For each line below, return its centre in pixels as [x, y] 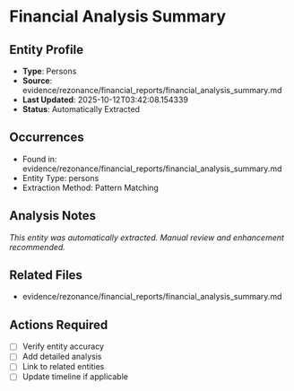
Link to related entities [63, 367]
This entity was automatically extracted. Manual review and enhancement [147, 237]
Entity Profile [46, 50]
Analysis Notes [53, 216]
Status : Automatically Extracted [81, 109]
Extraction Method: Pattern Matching [91, 187]
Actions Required [59, 325]
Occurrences [47, 138]
